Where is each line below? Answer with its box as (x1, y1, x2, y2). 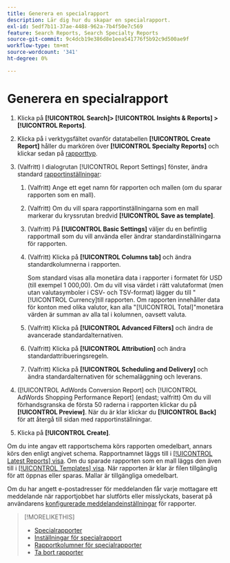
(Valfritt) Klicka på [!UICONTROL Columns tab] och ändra (27, 253, 191, 261)
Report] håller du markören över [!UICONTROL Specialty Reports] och (17, 142, 219, 150)
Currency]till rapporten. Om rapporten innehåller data (68, 295, 220, 304)
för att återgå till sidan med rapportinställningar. (17, 415, 152, 423)
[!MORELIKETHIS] (23, 513, 75, 521)
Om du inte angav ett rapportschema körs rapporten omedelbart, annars (7, 441, 212, 450)
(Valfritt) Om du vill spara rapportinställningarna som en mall (27, 204, 199, 212)
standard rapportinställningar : (17, 170, 102, 178)
